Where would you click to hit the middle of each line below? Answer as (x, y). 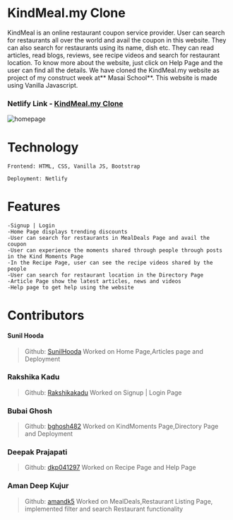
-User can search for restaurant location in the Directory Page (105, 275)
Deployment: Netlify (38, 179)
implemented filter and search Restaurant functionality (104, 509)
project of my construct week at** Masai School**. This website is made (112, 77)
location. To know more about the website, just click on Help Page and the (115, 62)
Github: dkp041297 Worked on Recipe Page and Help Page (110, 468)
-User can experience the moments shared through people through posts (115, 250)
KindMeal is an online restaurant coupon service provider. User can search (116, 33)
